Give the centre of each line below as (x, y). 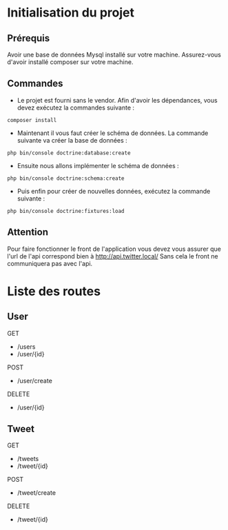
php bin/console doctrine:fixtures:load (66, 211)
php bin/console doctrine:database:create (69, 153)
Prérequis (29, 38)
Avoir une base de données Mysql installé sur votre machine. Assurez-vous (114, 54)
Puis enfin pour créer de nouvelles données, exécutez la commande (114, 191)
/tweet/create (37, 493)
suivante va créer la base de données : (72, 140)
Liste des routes (54, 291)
